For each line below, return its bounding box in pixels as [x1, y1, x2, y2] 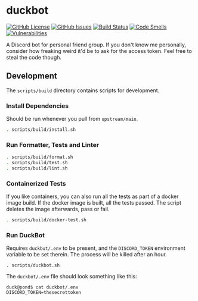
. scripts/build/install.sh [6, 127, 76, 133]
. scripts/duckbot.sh [6, 262, 60, 268]
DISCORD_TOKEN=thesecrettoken [6, 290, 82, 296]
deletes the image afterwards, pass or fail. [6, 206, 110, 213]
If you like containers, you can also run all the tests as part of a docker [6, 193, 179, 200]
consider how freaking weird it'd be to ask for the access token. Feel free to [6, 47, 192, 54]
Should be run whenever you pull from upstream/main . [6, 115, 138, 123]
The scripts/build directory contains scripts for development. [6, 87, 160, 94]
